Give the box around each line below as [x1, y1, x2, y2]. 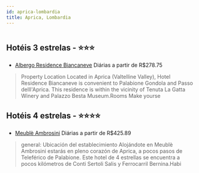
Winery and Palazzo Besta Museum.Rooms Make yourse [20, 93, 161, 100]
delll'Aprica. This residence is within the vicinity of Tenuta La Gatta [20, 86, 186, 93]
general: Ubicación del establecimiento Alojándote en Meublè [20, 141, 173, 148]
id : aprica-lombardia [6, 8, 61, 15]
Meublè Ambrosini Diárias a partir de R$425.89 [14, 130, 131, 137]
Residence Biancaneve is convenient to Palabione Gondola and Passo [20, 79, 194, 87]
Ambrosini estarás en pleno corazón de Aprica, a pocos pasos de [20, 148, 183, 155]
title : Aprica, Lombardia [6, 14, 71, 20]
